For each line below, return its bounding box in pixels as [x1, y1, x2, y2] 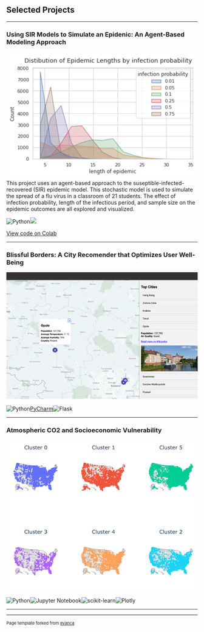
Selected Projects [6, 5, 75, 15]
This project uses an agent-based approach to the [6, 179, 132, 186]
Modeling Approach [6, 38, 67, 46]
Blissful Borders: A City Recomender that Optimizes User [6, 250, 178, 259]
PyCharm [30, 405, 53, 412]
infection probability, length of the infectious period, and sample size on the [6, 198, 195, 206]
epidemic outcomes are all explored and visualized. [6, 205, 135, 212]
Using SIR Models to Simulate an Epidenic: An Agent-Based [6, 30, 185, 38]
